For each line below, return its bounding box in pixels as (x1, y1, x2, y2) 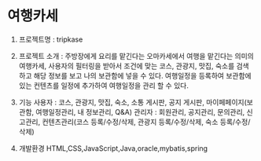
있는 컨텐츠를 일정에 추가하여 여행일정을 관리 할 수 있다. (18, 80, 189, 90)
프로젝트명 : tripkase (18, 35, 83, 44)
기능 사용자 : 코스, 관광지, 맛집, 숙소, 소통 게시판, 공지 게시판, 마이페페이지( (18, 97, 247, 107)
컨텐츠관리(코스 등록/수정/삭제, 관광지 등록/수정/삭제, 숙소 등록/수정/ (42, 117, 251, 126)
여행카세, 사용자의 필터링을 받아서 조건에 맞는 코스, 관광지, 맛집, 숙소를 (18, 60, 235, 71)
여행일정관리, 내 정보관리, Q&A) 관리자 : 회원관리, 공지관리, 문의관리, (35, 107, 245, 116)
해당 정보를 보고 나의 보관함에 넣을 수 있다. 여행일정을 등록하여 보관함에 (33, 71, 252, 80)
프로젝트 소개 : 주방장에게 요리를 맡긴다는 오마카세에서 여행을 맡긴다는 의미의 (18, 51, 255, 60)
